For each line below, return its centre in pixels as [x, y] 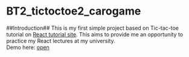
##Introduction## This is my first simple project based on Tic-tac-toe [93, 28]
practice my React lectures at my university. [61, 41]
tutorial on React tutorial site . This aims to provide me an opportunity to [95, 34]
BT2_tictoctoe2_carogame [74, 11]
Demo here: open [28, 47]
